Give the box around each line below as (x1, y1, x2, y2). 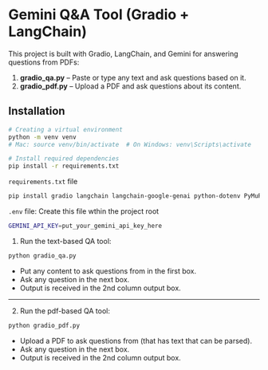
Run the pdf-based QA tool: (19, 305, 110, 316)
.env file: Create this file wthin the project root (8, 207, 160, 216)
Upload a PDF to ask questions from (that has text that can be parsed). (19, 336, 253, 345)
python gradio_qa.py (8, 251, 77, 260)
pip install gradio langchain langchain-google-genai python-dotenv (8, 192, 241, 200)
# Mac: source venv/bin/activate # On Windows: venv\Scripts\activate (8, 140, 251, 148)
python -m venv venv (8, 133, 77, 141)
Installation (8, 104, 65, 118)
